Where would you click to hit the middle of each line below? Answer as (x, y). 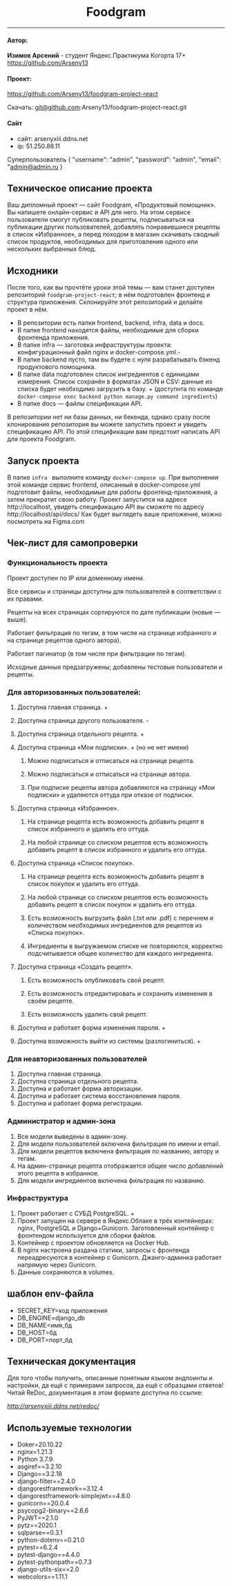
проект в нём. (28, 310)
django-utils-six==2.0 (48, 1569)
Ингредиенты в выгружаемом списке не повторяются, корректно (125, 946)
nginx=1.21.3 (35, 1452)
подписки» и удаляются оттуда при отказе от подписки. (110, 795)
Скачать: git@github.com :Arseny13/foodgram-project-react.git (97, 107)
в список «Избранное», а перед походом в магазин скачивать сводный (113, 234)
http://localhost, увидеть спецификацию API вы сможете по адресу (106, 507)
